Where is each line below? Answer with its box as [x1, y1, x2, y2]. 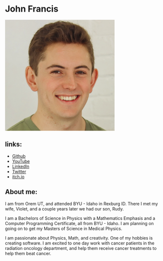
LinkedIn [12, 163, 30, 169]
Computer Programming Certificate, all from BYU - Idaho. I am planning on [5, 220, 154, 226]
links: [5, 140, 22, 148]
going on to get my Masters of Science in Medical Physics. [5, 226, 122, 231]
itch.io [12, 174, 25, 179]
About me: [5, 188, 38, 196]
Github [12, 153, 26, 159]
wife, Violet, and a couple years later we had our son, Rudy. [5, 206, 124, 212]
